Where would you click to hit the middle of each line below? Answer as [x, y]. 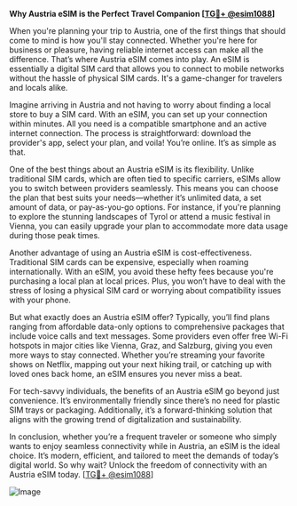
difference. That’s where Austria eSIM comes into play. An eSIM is [129, 59]
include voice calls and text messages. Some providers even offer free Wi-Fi [148, 336]
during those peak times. [55, 235]
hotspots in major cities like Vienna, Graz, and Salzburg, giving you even [141, 345]
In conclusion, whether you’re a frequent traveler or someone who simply [143, 437]
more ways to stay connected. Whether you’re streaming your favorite [137, 355]
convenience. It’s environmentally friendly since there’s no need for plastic [145, 401]
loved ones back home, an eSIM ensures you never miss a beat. [126, 374]
